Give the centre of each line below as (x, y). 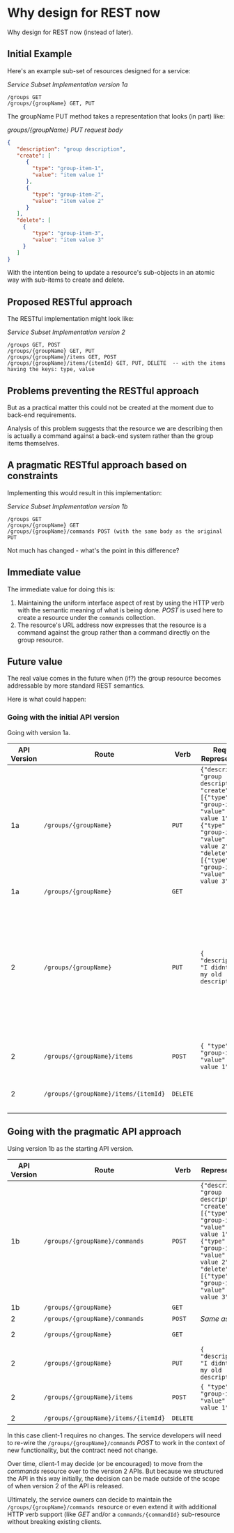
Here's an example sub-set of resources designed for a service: (99, 70)
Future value (35, 662)
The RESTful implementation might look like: (71, 319)
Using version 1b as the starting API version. (70, 1148)
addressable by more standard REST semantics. (76, 686)
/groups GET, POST (34, 345)
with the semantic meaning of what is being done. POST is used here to (120, 610)
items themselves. (33, 443)
